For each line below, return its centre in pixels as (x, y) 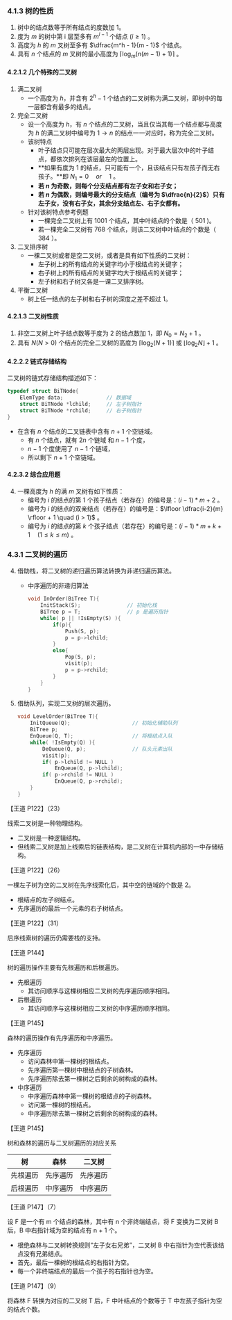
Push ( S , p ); (82, 631)
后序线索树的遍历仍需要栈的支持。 (56, 938)
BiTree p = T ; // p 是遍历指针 (104, 612)
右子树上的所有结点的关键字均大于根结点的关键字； (111, 273)
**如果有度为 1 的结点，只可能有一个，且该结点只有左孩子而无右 (129, 168)
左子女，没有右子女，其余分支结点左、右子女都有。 (111, 204)
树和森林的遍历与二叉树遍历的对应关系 (62, 1143)
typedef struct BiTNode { (43, 391)
